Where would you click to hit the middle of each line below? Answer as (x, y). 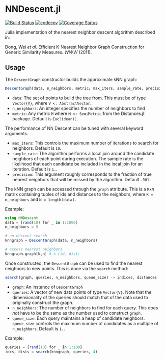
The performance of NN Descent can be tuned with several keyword (74, 128)
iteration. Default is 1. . (35, 169)
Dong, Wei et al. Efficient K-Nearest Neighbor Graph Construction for (75, 47)
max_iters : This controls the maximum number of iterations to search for (85, 143)
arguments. (17, 133)
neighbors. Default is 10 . (37, 148)
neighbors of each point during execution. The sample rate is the (78, 159)
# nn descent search (26, 236)
